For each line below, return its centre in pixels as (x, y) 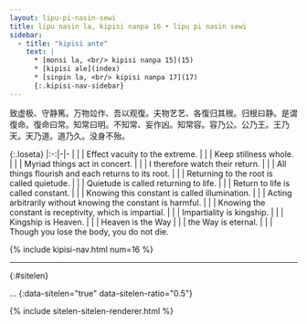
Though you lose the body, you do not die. (89, 231)
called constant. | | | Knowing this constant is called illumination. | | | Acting (151, 193)
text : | (40, 52)
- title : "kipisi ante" (63, 43)
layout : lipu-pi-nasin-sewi (63, 18)
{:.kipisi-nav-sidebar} (79, 86)
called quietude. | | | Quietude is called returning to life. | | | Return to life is (150, 183)
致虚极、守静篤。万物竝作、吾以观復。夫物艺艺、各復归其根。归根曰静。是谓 (153, 113)
